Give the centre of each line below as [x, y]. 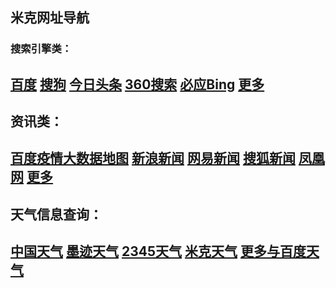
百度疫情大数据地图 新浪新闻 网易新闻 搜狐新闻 [153, 158]
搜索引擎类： [41, 49]
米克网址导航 [50, 18]
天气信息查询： [56, 214]
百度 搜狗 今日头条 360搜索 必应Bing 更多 [137, 84]
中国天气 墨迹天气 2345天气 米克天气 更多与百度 [158, 251]
